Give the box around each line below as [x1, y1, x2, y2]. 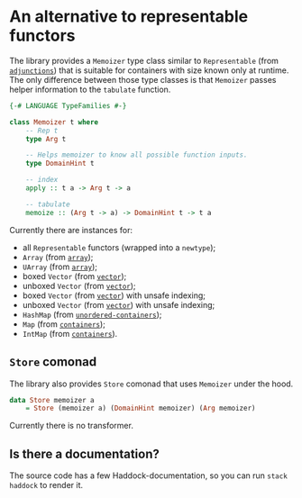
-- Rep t [25, 126, 59, 135]
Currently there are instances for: [9, 224, 133, 235]
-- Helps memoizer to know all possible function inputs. [25, 150, 248, 159]
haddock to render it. [9, 480, 84, 491]
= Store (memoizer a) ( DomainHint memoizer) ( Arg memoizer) [25, 403, 256, 413]
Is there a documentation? [9, 446, 160, 461]
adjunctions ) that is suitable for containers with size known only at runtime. [9, 65, 289, 76]
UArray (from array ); [22, 261, 97, 272]
